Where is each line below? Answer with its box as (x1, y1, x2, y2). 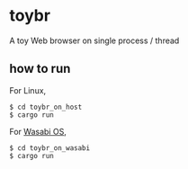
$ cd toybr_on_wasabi (9, 143, 91, 153)
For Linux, (9, 84, 47, 95)
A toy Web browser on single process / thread (9, 35, 180, 46)
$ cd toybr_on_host (9, 102, 83, 111)
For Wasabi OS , (9, 126, 67, 137)
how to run (9, 61, 71, 76)
